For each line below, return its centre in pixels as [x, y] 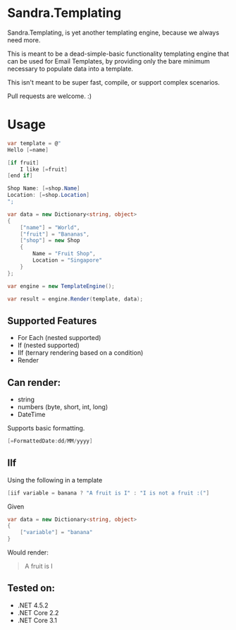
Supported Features [52, 321]
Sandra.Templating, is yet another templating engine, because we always [113, 32]
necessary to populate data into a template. [70, 68]
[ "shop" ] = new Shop [50, 241]
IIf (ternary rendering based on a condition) [80, 353]
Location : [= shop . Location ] [49, 195]
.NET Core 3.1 [37, 620]
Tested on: [31, 588]
